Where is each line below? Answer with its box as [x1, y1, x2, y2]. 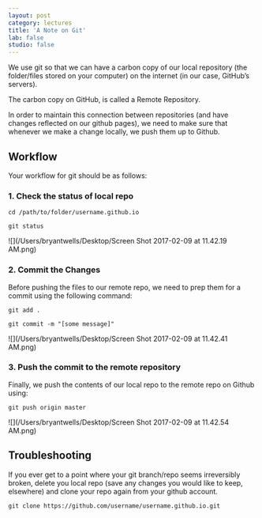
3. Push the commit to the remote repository [8, 361, 182, 372]
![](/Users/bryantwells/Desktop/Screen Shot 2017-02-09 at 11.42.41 [8, 334, 228, 343]
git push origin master [8, 403, 87, 411]
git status [8, 222, 44, 230]
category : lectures [8, 19, 73, 27]
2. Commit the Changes [8, 264, 101, 275]
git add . [8, 306, 41, 314]
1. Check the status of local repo [8, 191, 134, 202]
